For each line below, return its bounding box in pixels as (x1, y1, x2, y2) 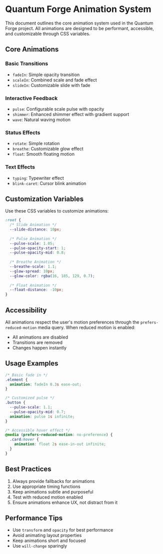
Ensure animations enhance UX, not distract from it (12, 499, 118, 505)
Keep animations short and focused (12, 537, 86, 543)
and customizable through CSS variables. (5, 30, 90, 36)
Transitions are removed (12, 339, 63, 345)
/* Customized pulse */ (5, 395, 55, 400)
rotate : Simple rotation (12, 140, 60, 146)
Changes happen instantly (12, 345, 66, 351)
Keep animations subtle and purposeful (12, 488, 93, 494)
